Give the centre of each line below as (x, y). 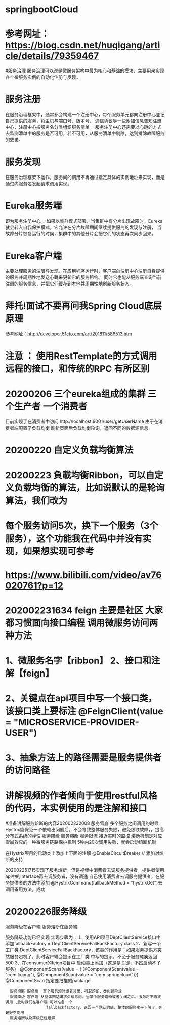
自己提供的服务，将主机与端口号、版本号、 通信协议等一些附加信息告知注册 (83, 121)
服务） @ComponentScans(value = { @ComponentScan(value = (72, 969)
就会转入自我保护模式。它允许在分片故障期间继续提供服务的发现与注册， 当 (83, 227)
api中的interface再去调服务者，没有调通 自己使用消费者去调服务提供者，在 (83, 876)
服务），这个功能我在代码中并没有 (74, 538)
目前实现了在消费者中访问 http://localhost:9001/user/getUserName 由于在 (82, 421)
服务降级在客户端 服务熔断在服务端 (41, 927)
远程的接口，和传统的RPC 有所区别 (77, 369)
